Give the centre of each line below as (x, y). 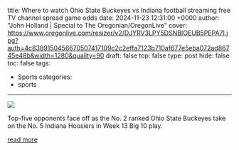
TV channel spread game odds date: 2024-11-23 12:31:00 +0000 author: (113, 18)
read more (22, 139)
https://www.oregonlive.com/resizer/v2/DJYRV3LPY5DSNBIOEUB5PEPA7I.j (118, 33)
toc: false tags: (29, 63)
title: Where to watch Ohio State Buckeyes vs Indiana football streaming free (119, 10)
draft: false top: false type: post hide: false (168, 55)
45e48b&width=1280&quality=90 (56, 55)
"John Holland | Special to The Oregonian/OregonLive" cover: (97, 25)
